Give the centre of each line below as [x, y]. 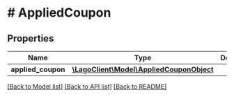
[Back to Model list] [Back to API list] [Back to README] [87, 87]
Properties [31, 38]
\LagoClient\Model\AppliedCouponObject [143, 69]
